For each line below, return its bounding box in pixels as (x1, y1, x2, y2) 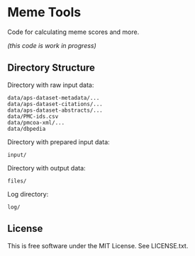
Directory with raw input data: (7, 81, 94, 89)
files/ (7, 178, 27, 185)
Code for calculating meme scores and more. (7, 28, 140, 36)
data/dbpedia (7, 125, 46, 132)
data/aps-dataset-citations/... (7, 100, 103, 107)
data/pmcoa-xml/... (7, 119, 65, 126)
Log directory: (7, 190, 49, 198)
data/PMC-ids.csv (7, 112, 59, 120)
